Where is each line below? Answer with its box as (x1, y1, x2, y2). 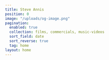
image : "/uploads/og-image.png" (5, 16, 70, 21)
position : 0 (5, 12, 29, 16)
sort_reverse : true (9, 39, 49, 44)
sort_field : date (9, 34, 44, 39)
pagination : (5, 20, 29, 26)
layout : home (5, 47, 31, 52)
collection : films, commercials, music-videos (9, 30, 105, 34)
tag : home (9, 43, 29, 48)
